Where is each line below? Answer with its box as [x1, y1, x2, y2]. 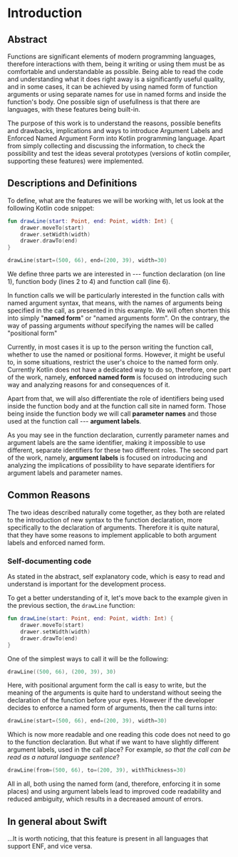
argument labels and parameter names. [7, 468, 123, 478]
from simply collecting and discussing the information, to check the [7, 142, 205, 150]
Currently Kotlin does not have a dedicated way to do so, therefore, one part [7, 365, 232, 374]
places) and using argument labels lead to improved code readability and [7, 787, 222, 796]
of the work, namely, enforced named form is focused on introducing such [7, 373, 228, 382]
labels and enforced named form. [7, 538, 105, 547]
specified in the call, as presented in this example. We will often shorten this [7, 306, 230, 315]
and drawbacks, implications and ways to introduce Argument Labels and [7, 127, 223, 135]
